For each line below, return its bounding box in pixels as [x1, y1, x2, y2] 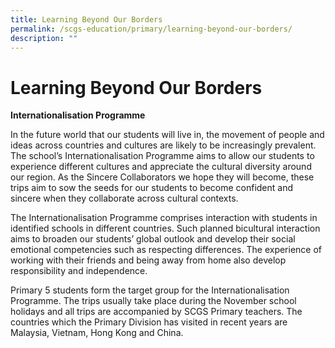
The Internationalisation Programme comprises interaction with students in [10, 212, 318, 224]
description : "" [10, 33, 78, 43]
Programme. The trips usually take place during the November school [10, 295, 297, 307]
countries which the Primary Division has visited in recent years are [10, 316, 288, 328]
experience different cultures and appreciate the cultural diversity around [10, 161, 312, 173]
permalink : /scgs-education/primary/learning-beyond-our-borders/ [10, 24, 293, 34]
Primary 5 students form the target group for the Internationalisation [10, 284, 290, 296]
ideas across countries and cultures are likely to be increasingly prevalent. [10, 139, 317, 151]
